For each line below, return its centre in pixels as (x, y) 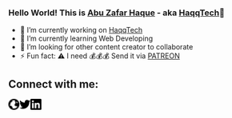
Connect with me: (54, 84)
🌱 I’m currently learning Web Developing (86, 38)
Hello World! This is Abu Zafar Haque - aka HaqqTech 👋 (117, 13)
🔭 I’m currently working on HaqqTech (81, 30)
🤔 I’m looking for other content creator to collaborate (106, 47)
